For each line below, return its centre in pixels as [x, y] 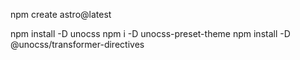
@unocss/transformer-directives [77, 44]
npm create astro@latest [61, 14]
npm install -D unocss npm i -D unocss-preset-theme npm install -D [150, 33]
